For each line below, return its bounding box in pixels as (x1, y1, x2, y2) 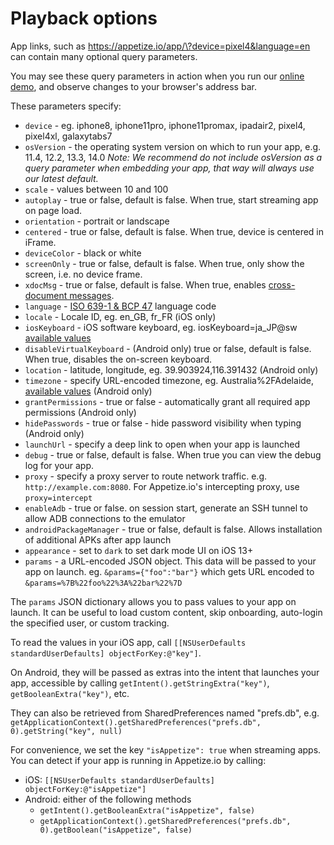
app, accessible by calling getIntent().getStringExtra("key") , (10, 677, 270, 689)
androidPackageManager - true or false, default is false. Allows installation (24, 523, 323, 535)
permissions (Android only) (24, 406, 137, 418)
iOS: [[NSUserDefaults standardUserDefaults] (24, 773, 215, 786)
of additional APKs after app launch (24, 533, 172, 546)
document (24, 289, 68, 301)
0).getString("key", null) (10, 726, 123, 736)
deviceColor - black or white (24, 247, 142, 259)
